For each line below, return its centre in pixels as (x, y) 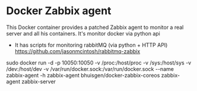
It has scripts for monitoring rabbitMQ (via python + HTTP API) (91, 45)
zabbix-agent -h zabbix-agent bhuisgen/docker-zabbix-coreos (83, 75)
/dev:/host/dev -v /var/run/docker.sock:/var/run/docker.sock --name (90, 69)
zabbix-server (39, 82)
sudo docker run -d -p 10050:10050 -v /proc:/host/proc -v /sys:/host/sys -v (99, 63)
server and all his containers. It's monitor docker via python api (83, 33)
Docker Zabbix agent (59, 11)
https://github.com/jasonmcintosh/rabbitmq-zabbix (77, 51)
